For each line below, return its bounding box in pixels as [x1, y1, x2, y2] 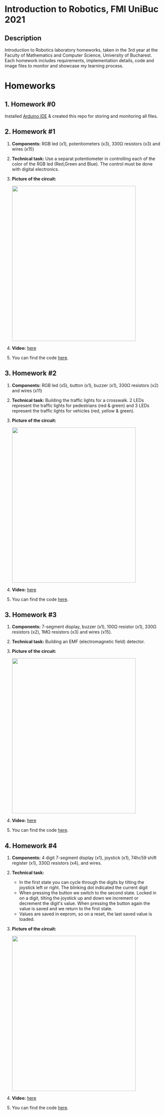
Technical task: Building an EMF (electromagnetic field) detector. [11, 638, 145, 644]
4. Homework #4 [4, 841, 57, 850]
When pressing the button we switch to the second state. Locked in [19, 890, 157, 896]
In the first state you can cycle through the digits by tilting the [19, 879, 144, 885]
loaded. [19, 916, 35, 922]
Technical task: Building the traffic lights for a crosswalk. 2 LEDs [11, 397, 144, 403]
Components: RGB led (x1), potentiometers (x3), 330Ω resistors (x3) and [11, 141, 161, 147]
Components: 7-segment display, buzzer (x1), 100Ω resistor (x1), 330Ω [11, 624, 157, 630]
